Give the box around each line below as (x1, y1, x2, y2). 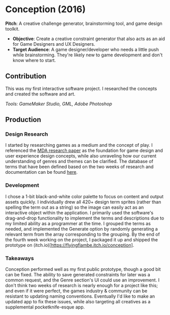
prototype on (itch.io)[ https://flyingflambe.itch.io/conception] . (5, 242, 134, 248)
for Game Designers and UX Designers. (12, 41, 95, 47)
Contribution (5, 72, 47, 81)
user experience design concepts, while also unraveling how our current (5, 153, 157, 159)
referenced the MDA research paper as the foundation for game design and (5, 147, 163, 153)
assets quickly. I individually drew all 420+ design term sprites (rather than (5, 199, 161, 205)
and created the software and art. (5, 90, 76, 97)
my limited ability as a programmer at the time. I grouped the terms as (5, 220, 151, 227)
